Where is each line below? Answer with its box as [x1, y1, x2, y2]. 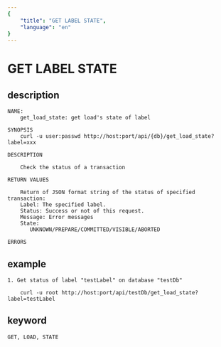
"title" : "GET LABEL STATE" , [20, 17, 107, 24]
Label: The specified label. [20, 201, 107, 208]
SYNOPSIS [7, 127, 33, 134]
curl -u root [20, 289, 59, 297]
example [7, 257, 47, 270]
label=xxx [7, 139, 37, 146]
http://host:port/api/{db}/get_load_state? [83, 133, 215, 140]
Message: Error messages [20, 214, 94, 221]
